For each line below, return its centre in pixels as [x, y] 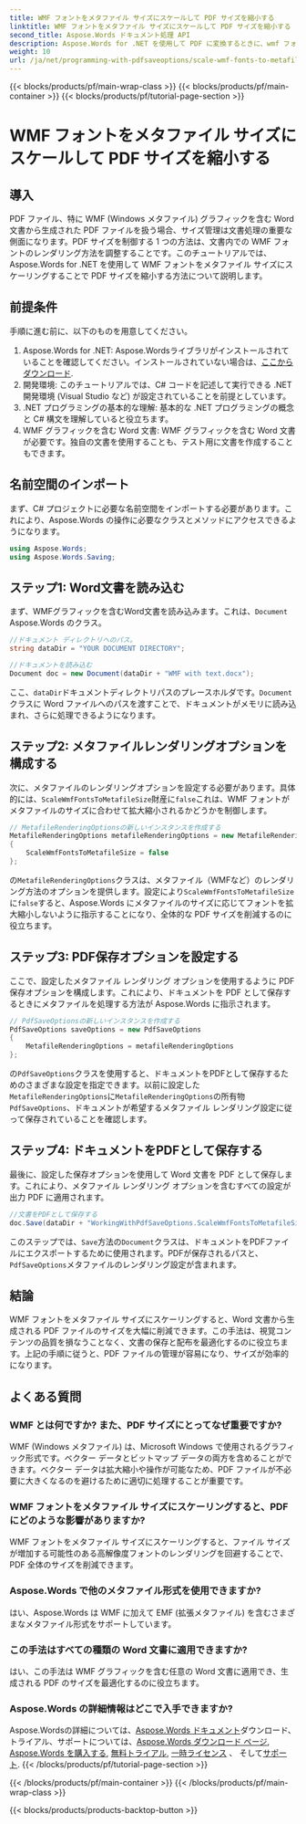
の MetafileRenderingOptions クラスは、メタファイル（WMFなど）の [136, 880]
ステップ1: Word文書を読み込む [97, 587]
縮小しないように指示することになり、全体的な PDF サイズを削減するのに [154, 914]
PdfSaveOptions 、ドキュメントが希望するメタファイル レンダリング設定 [143, 1108]
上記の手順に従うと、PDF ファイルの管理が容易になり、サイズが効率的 [157, 1354]
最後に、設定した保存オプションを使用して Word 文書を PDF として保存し [147, 1174]
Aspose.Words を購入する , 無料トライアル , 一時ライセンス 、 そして [137, 1753]
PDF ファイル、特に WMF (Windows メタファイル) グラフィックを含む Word [152, 219]
